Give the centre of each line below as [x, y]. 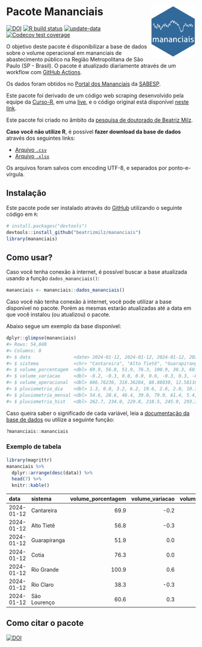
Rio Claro [42, 584]
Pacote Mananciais [55, 12]
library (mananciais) [32, 239]
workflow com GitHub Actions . [44, 72]
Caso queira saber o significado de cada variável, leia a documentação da [98, 413]
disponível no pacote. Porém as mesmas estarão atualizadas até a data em [99, 308]
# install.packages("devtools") [47, 226]
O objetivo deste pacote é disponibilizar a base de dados [77, 46]
